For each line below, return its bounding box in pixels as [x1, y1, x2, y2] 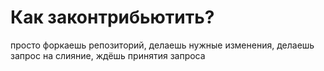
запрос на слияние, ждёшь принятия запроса [10, 49, 206, 61]
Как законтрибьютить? [10, 6, 215, 29]
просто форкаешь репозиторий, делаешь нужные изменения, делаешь [10, 39, 315, 51]
